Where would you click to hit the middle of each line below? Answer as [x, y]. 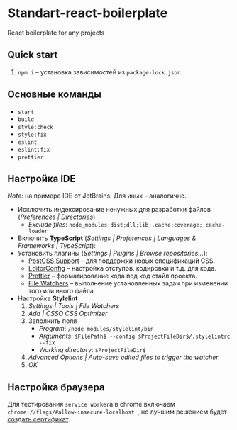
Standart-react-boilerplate [88, 13]
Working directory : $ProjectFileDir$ [93, 350]
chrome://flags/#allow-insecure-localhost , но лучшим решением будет [117, 412]
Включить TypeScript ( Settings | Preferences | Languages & [107, 238]
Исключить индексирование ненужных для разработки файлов [114, 210]
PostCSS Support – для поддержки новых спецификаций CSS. [122, 261]
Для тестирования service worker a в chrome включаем [91, 404]
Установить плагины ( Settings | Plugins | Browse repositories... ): [112, 254]
